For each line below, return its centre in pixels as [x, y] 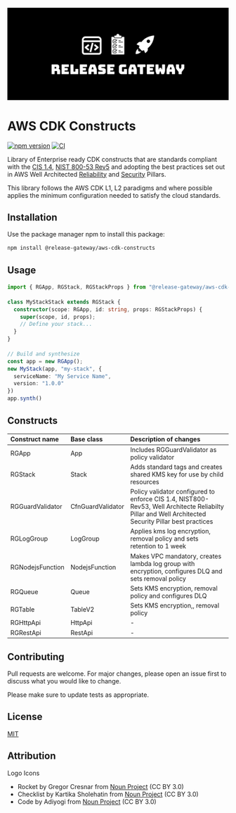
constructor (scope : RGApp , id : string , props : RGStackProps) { [108, 309]
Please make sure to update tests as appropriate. [78, 695]
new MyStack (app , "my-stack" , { [54, 369]
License [25, 717]
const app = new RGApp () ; [45, 361]
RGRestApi [26, 632]
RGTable [22, 609]
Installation [32, 218]
